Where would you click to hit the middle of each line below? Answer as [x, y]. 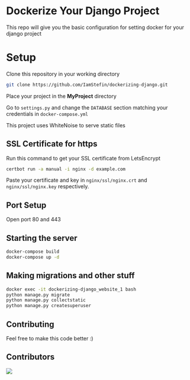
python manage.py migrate [38, 295]
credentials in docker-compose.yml [47, 114]
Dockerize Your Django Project [83, 11]
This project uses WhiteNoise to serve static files [66, 125]
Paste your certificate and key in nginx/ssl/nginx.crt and [77, 180]
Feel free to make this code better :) [50, 338]
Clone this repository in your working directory [63, 74]
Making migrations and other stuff [70, 276]
